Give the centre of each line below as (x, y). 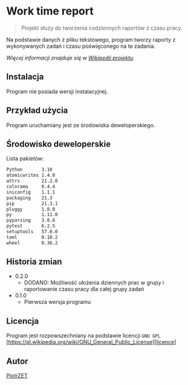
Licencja (23, 321)
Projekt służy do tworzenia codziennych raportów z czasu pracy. (102, 28)
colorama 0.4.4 (31, 186)
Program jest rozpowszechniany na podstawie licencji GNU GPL (84, 336)
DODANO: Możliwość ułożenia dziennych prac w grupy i (94, 283)
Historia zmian (34, 262)
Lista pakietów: (25, 159)
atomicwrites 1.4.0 (31, 176)
